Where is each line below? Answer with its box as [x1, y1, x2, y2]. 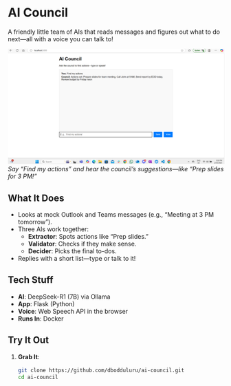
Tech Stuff [8, 274, 54, 286]
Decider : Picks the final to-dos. [27, 246, 117, 255]
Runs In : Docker [17, 314, 64, 323]
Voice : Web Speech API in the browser [17, 307, 129, 315]
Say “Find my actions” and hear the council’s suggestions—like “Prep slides [8, 165, 224, 173]
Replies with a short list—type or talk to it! [17, 254, 136, 262]
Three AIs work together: [17, 225, 89, 233]
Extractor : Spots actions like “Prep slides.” [27, 232, 148, 240]
